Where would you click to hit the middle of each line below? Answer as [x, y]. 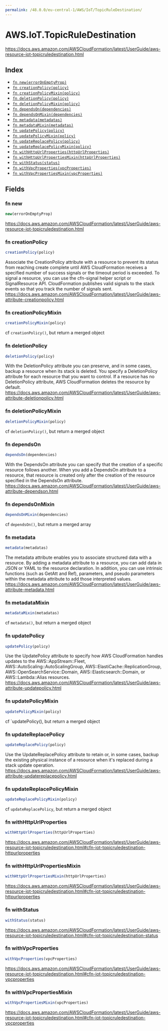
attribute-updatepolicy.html [33, 688]
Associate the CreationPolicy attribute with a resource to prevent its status [82, 262]
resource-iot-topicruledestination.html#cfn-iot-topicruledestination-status [82, 935]
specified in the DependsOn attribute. [44, 480]
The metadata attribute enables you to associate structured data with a [78, 557]
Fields [15, 189]
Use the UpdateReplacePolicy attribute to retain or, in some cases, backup [82, 754]
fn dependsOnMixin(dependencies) [47, 115]
